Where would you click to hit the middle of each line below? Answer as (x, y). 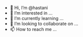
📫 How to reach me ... (33, 29)
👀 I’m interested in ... (31, 13)
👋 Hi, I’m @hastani (29, 8)
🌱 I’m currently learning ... (37, 18)
